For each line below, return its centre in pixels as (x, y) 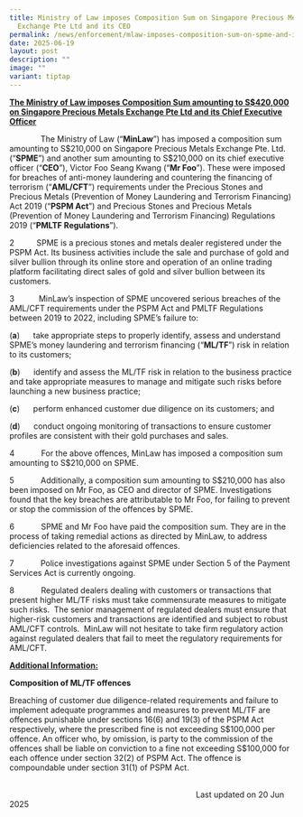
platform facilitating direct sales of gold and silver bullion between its (138, 271)
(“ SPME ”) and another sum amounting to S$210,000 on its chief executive (147, 158)
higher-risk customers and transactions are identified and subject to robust (149, 618)
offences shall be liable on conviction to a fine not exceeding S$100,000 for (150, 748)
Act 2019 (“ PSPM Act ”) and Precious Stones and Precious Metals (131, 206)
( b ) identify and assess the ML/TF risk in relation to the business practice (151, 372)
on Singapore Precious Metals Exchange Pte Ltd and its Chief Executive (146, 111)
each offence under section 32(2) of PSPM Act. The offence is (125, 757)
